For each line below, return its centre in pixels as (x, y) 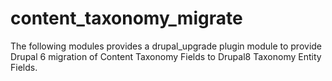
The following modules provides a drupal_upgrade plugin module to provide (166, 46)
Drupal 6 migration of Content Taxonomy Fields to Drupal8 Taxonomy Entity (166, 56)
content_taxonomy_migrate (126, 18)
